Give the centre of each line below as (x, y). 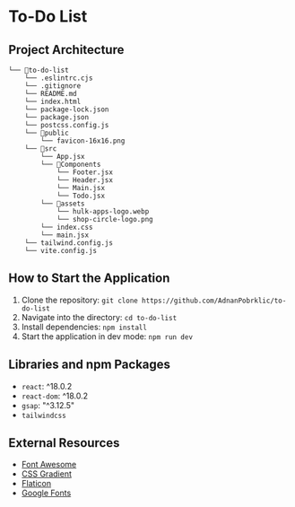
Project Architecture (66, 50)
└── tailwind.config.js (69, 243)
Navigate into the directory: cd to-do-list (99, 317)
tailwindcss (43, 415)
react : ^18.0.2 (47, 386)
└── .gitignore (53, 86)
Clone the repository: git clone (79, 300)
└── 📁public (47, 133)
